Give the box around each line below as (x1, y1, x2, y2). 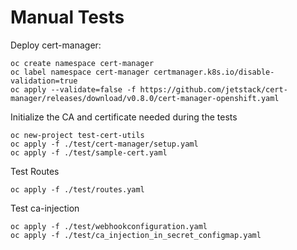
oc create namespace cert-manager (10, 58, 155, 68)
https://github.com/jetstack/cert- (139, 84, 288, 95)
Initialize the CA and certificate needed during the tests (10, 111, 238, 123)
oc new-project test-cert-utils (10, 130, 145, 140)
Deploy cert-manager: (10, 39, 102, 51)
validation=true (10, 76, 78, 86)
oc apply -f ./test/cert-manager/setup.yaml (10, 139, 199, 149)
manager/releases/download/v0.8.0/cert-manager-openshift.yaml (10, 93, 280, 103)
